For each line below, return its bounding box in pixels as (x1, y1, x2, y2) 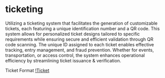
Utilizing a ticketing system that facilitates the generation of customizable (5, 20, 158, 26)
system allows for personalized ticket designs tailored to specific (5, 31, 140, 37)
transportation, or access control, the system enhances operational (5, 52, 145, 58)
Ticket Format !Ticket (5, 67, 49, 73)
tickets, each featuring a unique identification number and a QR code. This (5, 25, 160, 31)
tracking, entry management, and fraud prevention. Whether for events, (5, 47, 154, 53)
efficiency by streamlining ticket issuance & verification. (5, 57, 121, 63)
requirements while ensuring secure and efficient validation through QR (5, 36, 154, 42)
